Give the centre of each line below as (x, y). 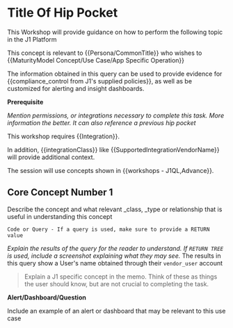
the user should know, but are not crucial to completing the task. (116, 284)
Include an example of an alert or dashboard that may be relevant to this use (116, 311)
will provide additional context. (51, 157)
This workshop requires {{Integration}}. (64, 136)
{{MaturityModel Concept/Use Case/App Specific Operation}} (96, 60)
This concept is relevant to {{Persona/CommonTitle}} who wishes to (105, 53)
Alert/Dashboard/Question (47, 297)
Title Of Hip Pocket (63, 13)
